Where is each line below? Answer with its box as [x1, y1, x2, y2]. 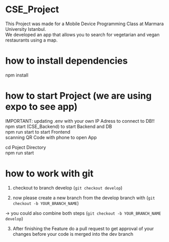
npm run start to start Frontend [5, 128, 71, 135]
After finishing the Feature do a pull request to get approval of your [12, 225, 154, 232]
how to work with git [5, 168, 94, 179]
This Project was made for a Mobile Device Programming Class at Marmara [5, 21, 164, 27]
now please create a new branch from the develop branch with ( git [12, 194, 155, 201]
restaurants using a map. [5, 37, 58, 43]
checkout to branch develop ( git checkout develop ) [12, 184, 123, 191]
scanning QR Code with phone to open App [5, 134, 97, 140]
